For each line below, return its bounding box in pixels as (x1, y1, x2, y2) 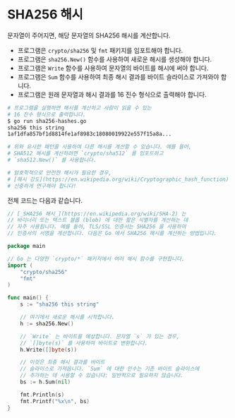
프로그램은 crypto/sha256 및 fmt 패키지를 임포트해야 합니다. (17, 46, 183, 54)
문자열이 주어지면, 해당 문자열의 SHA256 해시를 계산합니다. (7, 31, 171, 40)
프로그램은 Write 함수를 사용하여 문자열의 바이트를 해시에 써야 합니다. (17, 64, 209, 72)
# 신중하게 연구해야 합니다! (7, 182, 77, 189)
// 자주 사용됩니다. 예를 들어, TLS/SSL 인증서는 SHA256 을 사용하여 (7, 223, 186, 230)
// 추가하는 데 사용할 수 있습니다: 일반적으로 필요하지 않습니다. (20, 372, 183, 379)
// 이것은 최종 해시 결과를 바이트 (20, 359, 105, 366)
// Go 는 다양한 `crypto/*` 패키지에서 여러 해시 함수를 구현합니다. (7, 255, 185, 262)
